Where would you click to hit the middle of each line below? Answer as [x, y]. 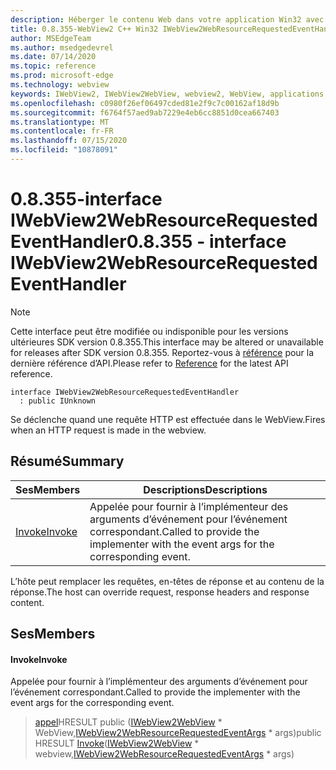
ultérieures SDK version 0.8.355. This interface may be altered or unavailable [167, 342]
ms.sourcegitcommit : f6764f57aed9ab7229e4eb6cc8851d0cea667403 [145, 112]
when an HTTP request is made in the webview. [108, 430]
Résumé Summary [67, 461]
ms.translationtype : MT [60, 122]
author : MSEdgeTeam [51, 38]
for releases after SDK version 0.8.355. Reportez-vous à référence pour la [162, 352]
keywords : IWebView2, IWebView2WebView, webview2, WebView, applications [167, 94]
